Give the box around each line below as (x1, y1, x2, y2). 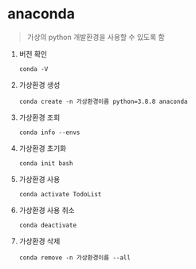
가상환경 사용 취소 (18, 205, 75, 215)
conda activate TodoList (18, 190, 102, 198)
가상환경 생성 (18, 80, 61, 89)
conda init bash (18, 159, 73, 168)
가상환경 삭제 (18, 236, 61, 246)
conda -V (18, 65, 49, 73)
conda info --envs (18, 129, 80, 136)
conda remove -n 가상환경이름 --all (18, 253, 131, 262)
